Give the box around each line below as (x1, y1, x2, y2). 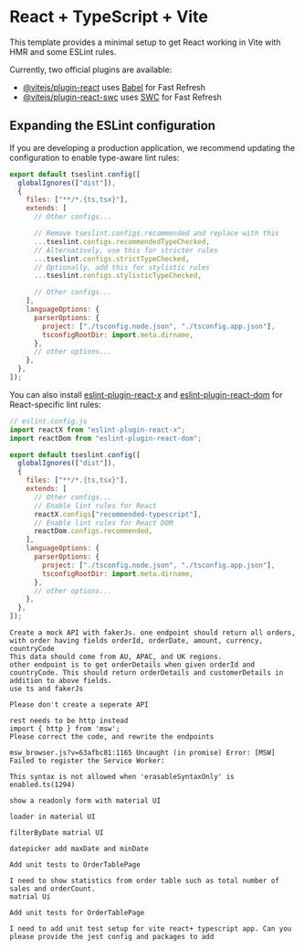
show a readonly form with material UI (9, 796, 162, 806)
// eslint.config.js (9, 416, 89, 426)
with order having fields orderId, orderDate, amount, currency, (9, 636, 263, 646)
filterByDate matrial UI (9, 828, 104, 838)
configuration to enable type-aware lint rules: (9, 152, 180, 163)
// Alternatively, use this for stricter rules (33, 245, 219, 255)
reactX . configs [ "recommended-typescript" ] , (33, 509, 203, 518)
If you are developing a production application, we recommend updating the (9, 142, 295, 153)
